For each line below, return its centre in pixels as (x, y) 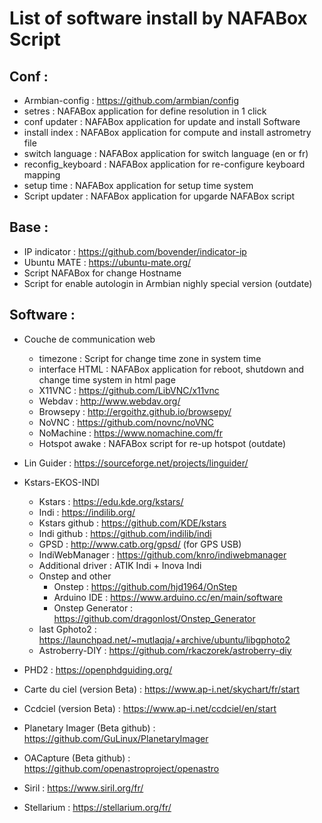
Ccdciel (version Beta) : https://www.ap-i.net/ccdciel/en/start (150, 708)
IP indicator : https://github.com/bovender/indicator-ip (135, 251)
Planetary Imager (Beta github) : (89, 728)
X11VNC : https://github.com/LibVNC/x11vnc (129, 390)
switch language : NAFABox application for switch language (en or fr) (166, 153)
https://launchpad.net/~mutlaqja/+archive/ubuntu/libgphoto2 (164, 639)
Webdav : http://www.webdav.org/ (109, 401)
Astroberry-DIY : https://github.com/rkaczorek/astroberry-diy (165, 650)
